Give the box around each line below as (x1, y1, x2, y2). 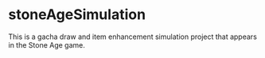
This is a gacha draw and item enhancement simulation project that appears (8, 32, 257, 41)
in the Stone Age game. (8, 40, 85, 49)
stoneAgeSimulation (8, 6, 146, 24)
